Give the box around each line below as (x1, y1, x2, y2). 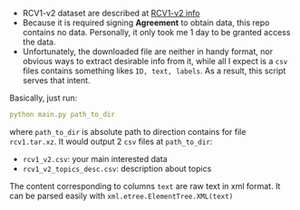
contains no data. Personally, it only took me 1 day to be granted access (22, 27, 291, 37)
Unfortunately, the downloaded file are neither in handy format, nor (22, 46, 274, 57)
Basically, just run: (9, 92, 78, 103)
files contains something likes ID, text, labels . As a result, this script (22, 65, 286, 76)
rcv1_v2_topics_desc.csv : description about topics (22, 163, 212, 174)
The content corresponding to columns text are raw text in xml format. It (9, 180, 281, 191)
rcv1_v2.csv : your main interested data (22, 153, 168, 164)
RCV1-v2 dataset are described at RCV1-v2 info (22, 8, 200, 18)
